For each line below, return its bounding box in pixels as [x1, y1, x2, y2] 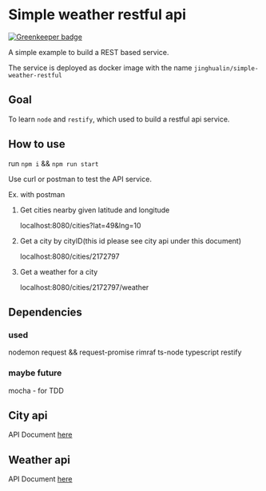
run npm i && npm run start [8, 158, 99, 168]
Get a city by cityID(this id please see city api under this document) [19, 236, 242, 245]
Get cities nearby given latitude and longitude [19, 205, 170, 215]
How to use [8, 137, 66, 151]
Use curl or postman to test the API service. [8, 174, 152, 184]
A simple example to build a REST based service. [8, 47, 169, 57]
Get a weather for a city [19, 267, 98, 276]
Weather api [8, 453, 70, 466]
